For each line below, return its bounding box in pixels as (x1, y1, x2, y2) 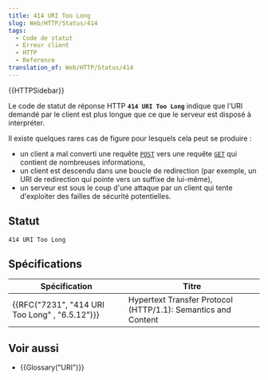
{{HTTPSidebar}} (8, 85, 65, 95)
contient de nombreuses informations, (19, 157, 146, 167)
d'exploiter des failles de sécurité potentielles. (19, 191, 171, 200)
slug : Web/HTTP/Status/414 (8, 19, 98, 27)
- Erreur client (15, 42, 69, 49)
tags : (8, 26, 26, 34)
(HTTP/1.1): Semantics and (128, 304, 231, 315)
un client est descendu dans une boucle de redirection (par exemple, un (19, 165, 257, 176)
